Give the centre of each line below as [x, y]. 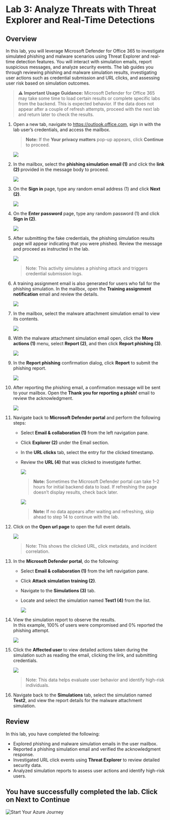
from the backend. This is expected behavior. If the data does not [86, 104]
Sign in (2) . [25, 219]
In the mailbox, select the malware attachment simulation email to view [87, 313]
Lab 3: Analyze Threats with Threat [81, 9]
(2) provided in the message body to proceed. [61, 170]
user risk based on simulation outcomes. [48, 83]
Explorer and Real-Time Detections [80, 20]
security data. [27, 765]
